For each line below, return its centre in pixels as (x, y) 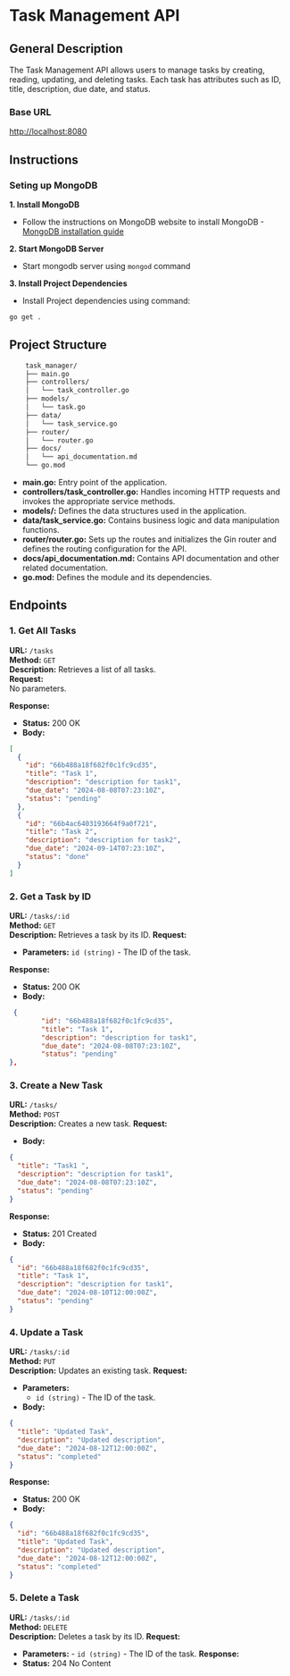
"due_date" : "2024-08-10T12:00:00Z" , (87, 1293)
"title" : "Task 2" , (62, 832)
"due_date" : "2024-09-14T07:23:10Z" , (95, 849)
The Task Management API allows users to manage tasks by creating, (137, 70)
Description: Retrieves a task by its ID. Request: (98, 935)
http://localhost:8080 (48, 131)
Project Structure (58, 345)
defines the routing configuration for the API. (104, 549)
